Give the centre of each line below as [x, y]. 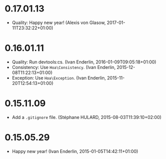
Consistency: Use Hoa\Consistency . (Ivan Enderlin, [64, 67]
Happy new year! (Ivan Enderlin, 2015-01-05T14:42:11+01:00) [75, 151]
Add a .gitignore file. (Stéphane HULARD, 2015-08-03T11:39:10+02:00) [87, 117]
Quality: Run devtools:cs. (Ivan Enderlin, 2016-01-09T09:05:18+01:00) [84, 62]
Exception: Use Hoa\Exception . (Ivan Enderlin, [59, 77]
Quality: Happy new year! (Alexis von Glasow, [59, 22]
